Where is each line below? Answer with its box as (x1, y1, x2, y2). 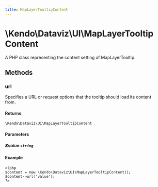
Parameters (5, 132, 29, 137)
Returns (5, 110, 22, 116)
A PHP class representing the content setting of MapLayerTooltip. (5, 54, 136, 60)
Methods (5, 68, 33, 77)
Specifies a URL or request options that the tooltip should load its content (5, 94, 152, 100)
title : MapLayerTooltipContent (5, 7, 68, 12)
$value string (5, 142, 34, 148)
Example (5, 155, 23, 161)
